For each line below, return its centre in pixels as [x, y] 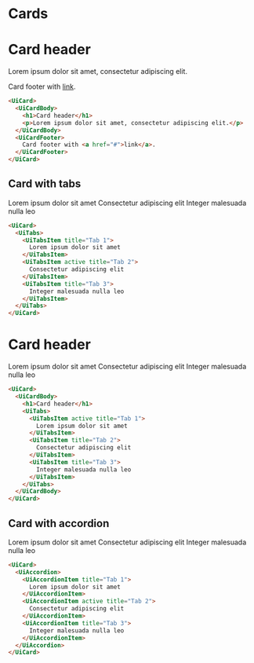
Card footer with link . [42, 86]
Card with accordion [59, 523]
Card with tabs [45, 184]
